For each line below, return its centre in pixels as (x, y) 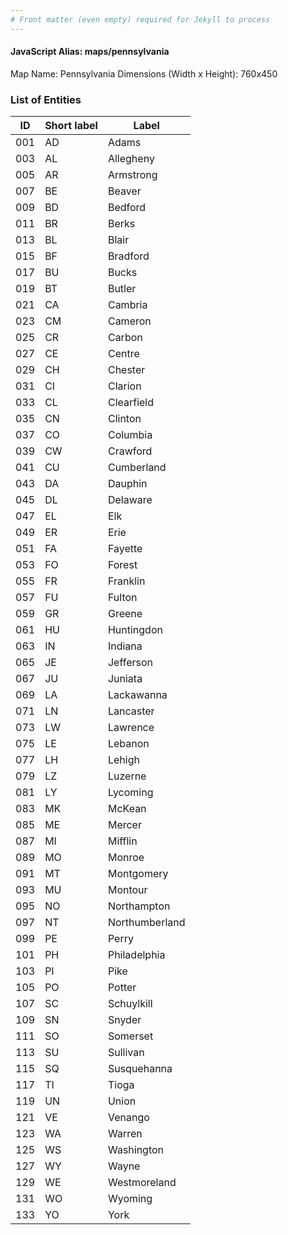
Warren (125, 1134)
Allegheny (131, 159)
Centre (123, 354)
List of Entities (46, 99)
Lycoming (130, 793)
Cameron (129, 321)
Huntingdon (135, 630)
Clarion (124, 386)
